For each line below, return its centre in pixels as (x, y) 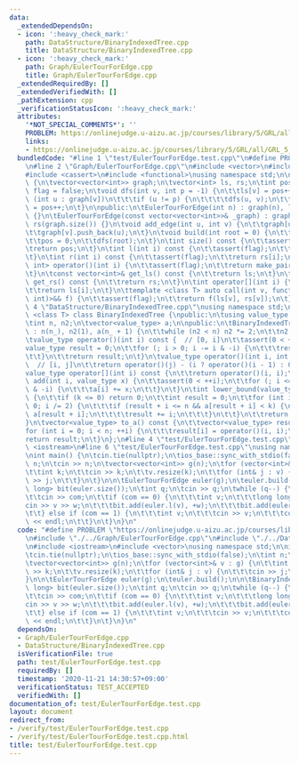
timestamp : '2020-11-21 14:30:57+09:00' (93, 679)
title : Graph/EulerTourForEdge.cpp (91, 76)
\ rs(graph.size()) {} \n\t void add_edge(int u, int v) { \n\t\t (145, 224)
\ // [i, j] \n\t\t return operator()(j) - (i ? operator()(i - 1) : (155, 365)
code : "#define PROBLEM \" (67, 530)
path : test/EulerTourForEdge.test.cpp (89, 663)
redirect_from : (37, 720)
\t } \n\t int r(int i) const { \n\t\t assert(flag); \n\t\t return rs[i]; (155, 257)
